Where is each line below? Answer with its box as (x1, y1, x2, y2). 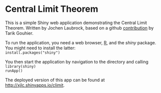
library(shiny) (5, 64, 36, 69)
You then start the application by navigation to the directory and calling (5, 59, 149, 64)
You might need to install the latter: (5, 45, 76, 51)
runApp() (5, 68, 23, 73)
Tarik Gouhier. (5, 30, 33, 36)
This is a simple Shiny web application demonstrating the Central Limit (5, 20, 147, 26)
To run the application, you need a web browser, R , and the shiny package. (5, 39, 156, 45)
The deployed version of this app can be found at (5, 77, 105, 83)
